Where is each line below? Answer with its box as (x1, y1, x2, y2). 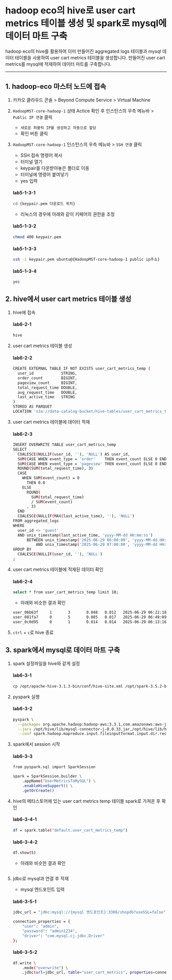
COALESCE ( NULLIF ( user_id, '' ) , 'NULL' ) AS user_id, (17, 452, 131, 457)
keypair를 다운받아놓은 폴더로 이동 (20, 165, 90, 171)
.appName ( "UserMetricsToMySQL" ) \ (22, 779, 96, 784)
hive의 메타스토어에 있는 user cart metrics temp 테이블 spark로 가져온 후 (12, 798, 161, 804)
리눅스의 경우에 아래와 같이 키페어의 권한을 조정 (20, 211, 115, 217)
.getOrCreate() (22, 788, 55, 793)
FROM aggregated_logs (12, 518, 59, 524)
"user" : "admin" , (22, 924, 59, 929)
